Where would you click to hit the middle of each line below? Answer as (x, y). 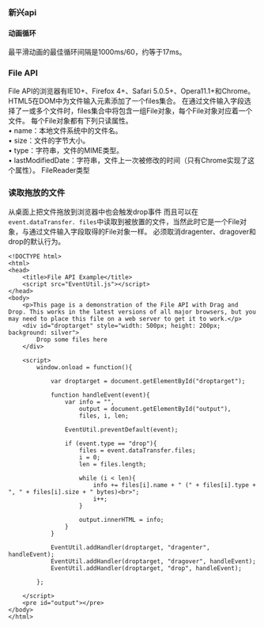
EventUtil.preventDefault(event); (121, 429)
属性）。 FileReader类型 (53, 170)
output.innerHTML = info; (121, 520)
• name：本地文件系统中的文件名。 (65, 131)
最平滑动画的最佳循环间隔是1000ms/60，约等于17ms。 (97, 52)
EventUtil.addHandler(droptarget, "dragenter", (130, 547)
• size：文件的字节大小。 (49, 141)
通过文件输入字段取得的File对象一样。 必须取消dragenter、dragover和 (143, 231)
